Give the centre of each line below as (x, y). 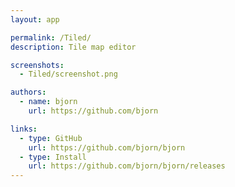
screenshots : (37, 65)
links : (24, 129)
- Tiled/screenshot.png (68, 74)
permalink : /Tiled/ (51, 37)
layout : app (35, 19)
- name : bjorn (48, 102)
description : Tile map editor (73, 47)
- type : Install (53, 157)
